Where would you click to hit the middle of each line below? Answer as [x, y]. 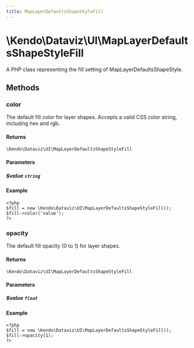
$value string [23, 175]
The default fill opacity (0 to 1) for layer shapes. [63, 246]
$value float [22, 298]
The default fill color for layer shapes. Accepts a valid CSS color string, [92, 117]
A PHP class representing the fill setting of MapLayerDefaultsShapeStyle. [94, 69]
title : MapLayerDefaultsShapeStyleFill [55, 11]
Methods [23, 88]
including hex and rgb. [33, 123]
